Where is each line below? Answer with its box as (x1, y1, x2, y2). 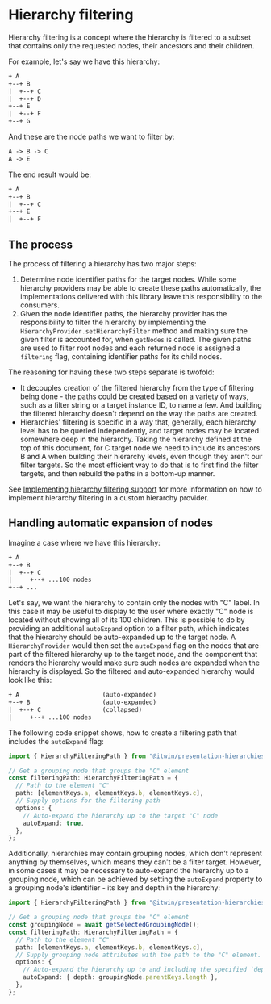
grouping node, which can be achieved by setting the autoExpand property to (8, 874, 263, 885)
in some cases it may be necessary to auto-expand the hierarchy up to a (8, 866, 249, 876)
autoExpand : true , (23, 819, 85, 827)
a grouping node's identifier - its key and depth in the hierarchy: (8, 883, 220, 893)
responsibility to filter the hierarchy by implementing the (19, 317, 206, 327)
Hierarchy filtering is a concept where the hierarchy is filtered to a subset (8, 32, 252, 42)
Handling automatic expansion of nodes (8, 517, 214, 530)
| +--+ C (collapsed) (8, 705, 143, 713)
